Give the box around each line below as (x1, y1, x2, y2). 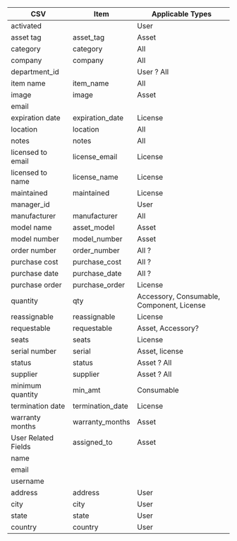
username (11, 477, 44, 486)
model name (11, 223, 52, 232)
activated (11, 21, 42, 30)
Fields (11, 442, 31, 451)
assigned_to (73, 438, 113, 447)
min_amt (73, 385, 101, 395)
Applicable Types (151, 9, 212, 18)
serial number (11, 347, 57, 356)
